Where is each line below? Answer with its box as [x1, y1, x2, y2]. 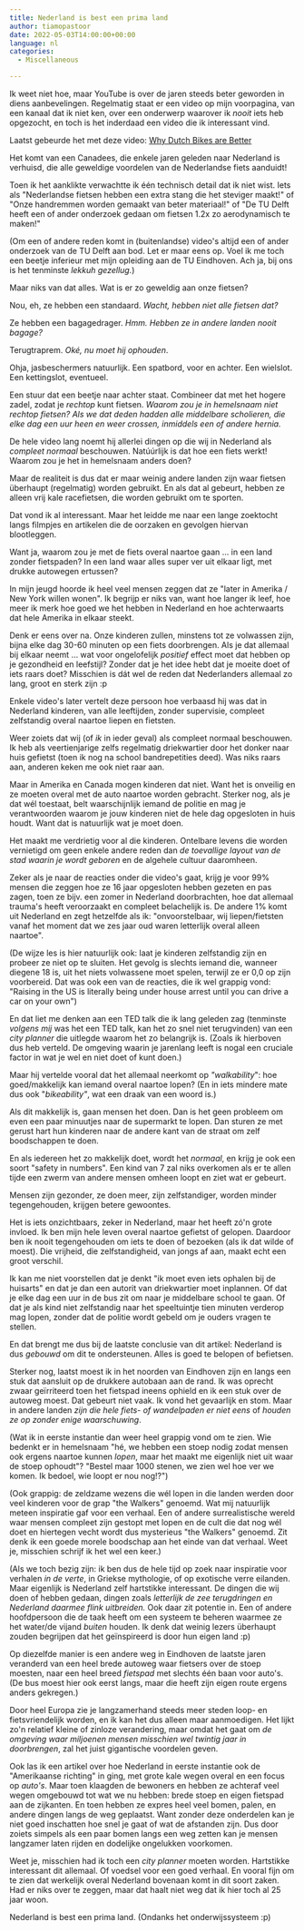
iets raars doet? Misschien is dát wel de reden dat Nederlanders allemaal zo [9, 669, 293, 679]
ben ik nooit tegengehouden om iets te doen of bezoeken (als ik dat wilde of [9, 1236, 294, 1247]
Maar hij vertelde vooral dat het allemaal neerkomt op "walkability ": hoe [9, 1070, 278, 1080]
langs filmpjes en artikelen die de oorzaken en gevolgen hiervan [9, 519, 249, 530]
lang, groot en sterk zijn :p [9, 678, 107, 689]
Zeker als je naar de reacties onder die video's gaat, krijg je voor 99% [9, 872, 270, 883]
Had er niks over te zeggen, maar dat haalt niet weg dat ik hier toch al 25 [9, 1885, 281, 1895]
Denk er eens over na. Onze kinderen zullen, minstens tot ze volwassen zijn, [9, 630, 295, 641]
